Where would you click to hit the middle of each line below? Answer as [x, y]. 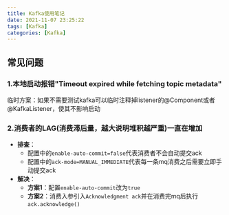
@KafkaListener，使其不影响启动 [54, 108]
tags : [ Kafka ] [28, 26]
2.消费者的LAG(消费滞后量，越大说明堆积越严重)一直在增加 [105, 128]
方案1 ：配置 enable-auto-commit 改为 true [84, 187]
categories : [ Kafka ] [37, 33]
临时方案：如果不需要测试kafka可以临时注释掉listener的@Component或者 [111, 100]
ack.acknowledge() [54, 205]
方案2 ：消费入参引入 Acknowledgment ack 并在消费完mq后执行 [113, 196]
